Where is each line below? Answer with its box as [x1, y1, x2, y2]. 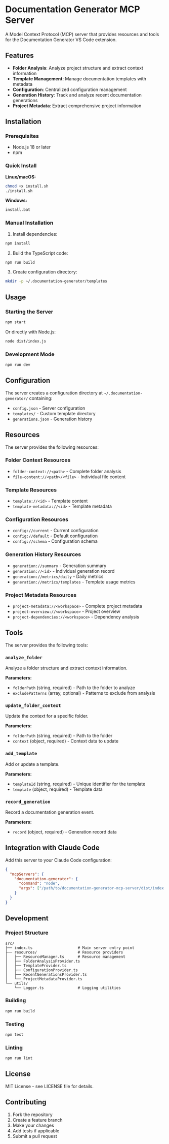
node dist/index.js [5, 338, 47, 344]
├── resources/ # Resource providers [5, 949, 123, 955]
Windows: [5, 197, 27, 204]
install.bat [5, 207, 30, 212]
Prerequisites [5, 133, 39, 140]
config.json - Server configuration [12, 405, 86, 411]
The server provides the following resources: [5, 444, 99, 450]
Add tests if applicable [12, 1127, 60, 1134]
